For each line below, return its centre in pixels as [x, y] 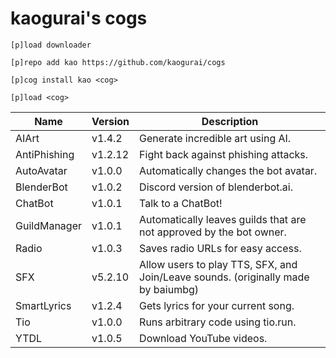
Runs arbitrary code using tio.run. [218, 322]
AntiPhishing [45, 154]
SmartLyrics [43, 305]
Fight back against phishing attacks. [224, 154]
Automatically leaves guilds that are [223, 219]
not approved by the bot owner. [213, 232]
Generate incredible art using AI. [215, 138]
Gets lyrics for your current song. [217, 305]
